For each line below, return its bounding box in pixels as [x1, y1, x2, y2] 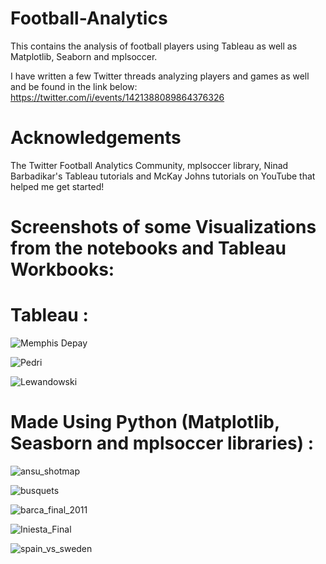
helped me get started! [10, 180, 105, 192]
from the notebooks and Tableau [10, 237, 287, 260]
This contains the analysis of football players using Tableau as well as [10, 40, 298, 52]
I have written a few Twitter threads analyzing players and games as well [10, 70, 310, 82]
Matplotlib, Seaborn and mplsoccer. [10, 50, 158, 62]
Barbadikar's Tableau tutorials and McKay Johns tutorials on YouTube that [10, 170, 316, 182]
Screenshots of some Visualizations [10, 216, 317, 239]
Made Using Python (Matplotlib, [10, 411, 280, 434]
